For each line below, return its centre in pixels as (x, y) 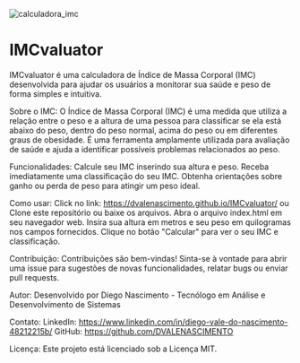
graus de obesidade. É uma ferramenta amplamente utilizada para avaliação (150, 140)
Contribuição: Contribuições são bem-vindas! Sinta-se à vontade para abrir (149, 258)
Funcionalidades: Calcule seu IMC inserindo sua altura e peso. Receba (139, 167)
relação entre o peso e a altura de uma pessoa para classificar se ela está (146, 120)
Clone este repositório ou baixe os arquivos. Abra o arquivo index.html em (146, 212)
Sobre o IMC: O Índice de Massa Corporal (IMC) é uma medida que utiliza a (148, 111)
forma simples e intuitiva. (56, 93)
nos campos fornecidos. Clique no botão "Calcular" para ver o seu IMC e (144, 231)
